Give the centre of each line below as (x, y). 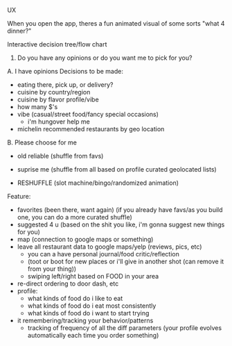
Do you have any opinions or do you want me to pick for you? (105, 58)
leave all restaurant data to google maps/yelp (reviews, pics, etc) (109, 247)
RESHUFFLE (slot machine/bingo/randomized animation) (98, 183)
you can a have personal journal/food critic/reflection (104, 254)
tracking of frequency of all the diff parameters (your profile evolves (125, 328)
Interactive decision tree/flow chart (57, 44)
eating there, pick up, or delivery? (65, 85)
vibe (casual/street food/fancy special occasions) (88, 114)
